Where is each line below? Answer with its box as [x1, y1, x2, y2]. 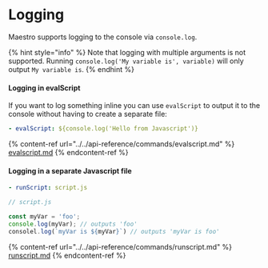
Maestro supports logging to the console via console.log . [8, 32, 198, 42]
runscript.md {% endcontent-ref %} [8, 250, 126, 260]
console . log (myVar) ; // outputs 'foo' [8, 220, 138, 228]
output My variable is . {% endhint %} [8, 64, 134, 74]
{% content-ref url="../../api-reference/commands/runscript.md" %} [8, 242, 233, 251]
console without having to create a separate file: [8, 110, 168, 119]
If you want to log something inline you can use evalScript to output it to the [8, 101, 261, 110]
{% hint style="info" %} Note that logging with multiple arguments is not [8, 47, 246, 57]
